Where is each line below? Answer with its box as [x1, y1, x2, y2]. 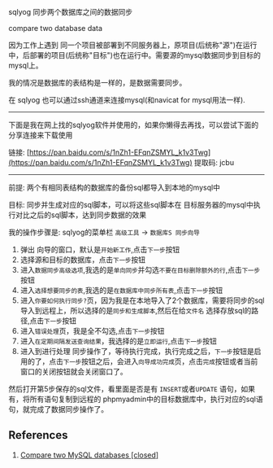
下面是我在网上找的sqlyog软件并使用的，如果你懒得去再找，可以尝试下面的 [8, 120, 258, 129]
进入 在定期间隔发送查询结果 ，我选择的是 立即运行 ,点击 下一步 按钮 [19, 336, 217, 346]
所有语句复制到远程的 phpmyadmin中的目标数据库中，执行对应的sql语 [29, 394, 263, 404]
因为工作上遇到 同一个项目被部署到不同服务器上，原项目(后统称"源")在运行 [8, 40, 258, 50]
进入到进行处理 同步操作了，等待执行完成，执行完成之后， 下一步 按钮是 [19, 347, 254, 356]
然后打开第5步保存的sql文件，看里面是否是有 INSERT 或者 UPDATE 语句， [8, 384, 241, 393]
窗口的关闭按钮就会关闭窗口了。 [19, 367, 128, 376]
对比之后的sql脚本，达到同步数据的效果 [15, 210, 147, 220]
